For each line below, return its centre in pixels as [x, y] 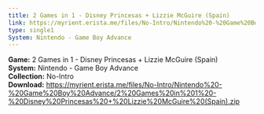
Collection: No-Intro [41, 76]
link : [17, 23]
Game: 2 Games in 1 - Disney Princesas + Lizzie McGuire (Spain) [113, 60]
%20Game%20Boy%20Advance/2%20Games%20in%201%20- [112, 93]
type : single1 [31, 30]
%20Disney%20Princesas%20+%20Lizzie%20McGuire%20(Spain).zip [124, 101]
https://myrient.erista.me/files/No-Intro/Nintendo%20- [134, 85]
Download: [26, 85]
